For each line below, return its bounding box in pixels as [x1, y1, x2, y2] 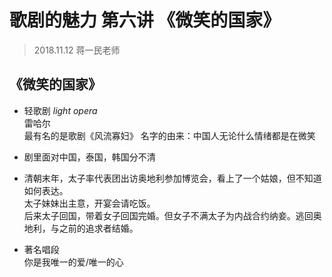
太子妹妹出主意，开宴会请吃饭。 [23, 197, 156, 209]
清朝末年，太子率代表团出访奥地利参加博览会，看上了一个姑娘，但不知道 [23, 172, 322, 184]
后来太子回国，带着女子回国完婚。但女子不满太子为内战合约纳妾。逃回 [23, 209, 314, 221]
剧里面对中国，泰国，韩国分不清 [23, 151, 156, 163]
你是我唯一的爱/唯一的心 [23, 256, 124, 268]
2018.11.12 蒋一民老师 [33, 44, 121, 56]
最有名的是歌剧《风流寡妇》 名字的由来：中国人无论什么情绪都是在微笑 [23, 129, 316, 141]
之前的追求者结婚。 [58, 222, 139, 234]
